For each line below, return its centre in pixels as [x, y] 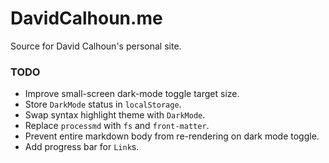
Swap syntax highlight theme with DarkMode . [115, 115]
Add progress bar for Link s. [82, 147]
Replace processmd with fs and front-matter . [117, 126]
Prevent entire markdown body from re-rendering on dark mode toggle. [172, 136]
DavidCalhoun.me [86, 18]
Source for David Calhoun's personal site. [96, 46]
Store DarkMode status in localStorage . [103, 104]
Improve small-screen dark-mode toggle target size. [132, 94]
